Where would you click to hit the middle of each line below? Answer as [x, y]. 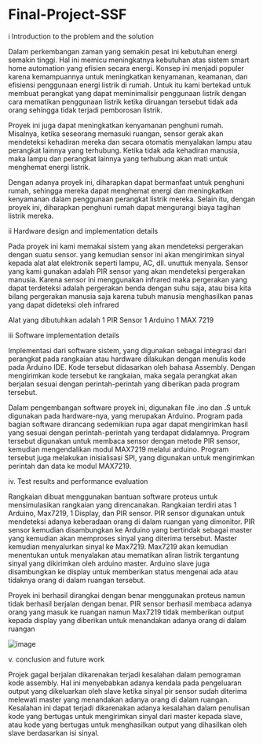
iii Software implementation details [64, 335]
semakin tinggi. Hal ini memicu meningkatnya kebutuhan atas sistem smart [129, 60]
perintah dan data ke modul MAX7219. [70, 466]
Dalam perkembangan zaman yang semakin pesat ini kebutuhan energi [123, 51]
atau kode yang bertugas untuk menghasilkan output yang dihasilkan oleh [128, 725]
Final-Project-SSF [68, 15]
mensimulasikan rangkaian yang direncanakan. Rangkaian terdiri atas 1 [122, 504]
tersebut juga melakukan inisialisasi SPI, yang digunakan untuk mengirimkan [131, 457]
